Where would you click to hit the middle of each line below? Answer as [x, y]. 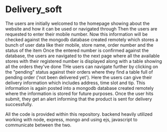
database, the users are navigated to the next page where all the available [82, 56]
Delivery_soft [34, 9]
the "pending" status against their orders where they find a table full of [79, 72]
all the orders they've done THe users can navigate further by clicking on [82, 67]
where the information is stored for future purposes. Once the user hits [79, 93]
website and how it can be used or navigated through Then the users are [81, 28]
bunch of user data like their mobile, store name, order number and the [79, 45]
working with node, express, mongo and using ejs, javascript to [72, 119]
